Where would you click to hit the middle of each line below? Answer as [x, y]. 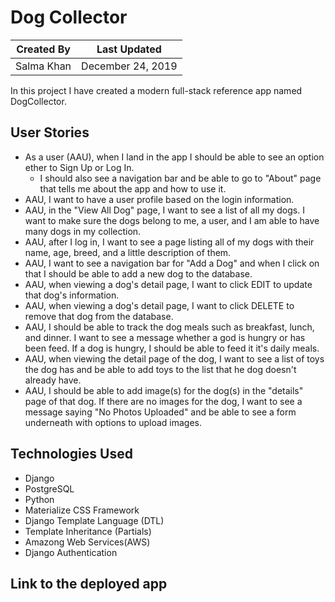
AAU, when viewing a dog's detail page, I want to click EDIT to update [168, 284]
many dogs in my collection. [83, 231]
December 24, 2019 [129, 66]
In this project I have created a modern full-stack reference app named [156, 90]
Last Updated [129, 49]
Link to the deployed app [89, 583]
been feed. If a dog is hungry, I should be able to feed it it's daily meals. [172, 348]
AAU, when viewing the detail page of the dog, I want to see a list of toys [174, 358]
